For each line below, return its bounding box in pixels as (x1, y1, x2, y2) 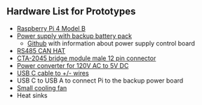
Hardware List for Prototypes (6, 6, 136, 17)
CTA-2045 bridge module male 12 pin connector (16, 54, 156, 62)
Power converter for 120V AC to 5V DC (16, 61, 129, 69)
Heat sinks (16, 91, 48, 99)
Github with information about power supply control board (27, 38, 196, 48)
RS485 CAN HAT (16, 46, 66, 55)
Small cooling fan (16, 83, 67, 92)
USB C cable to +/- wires (16, 69, 89, 77)
